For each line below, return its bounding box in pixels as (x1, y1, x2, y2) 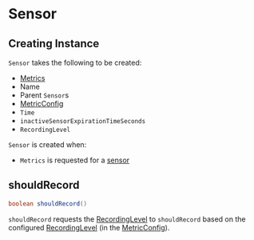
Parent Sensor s (19, 90, 69, 100)
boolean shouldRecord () (8, 199, 88, 208)
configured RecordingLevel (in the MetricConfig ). (8, 222, 170, 232)
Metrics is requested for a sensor (19, 155, 130, 165)
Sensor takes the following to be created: (8, 58, 142, 67)
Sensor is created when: (8, 140, 87, 149)
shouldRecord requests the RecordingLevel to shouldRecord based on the (8, 214, 246, 224)
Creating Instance (8, 37, 100, 50)
